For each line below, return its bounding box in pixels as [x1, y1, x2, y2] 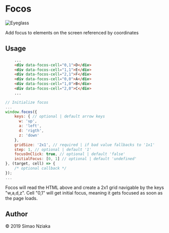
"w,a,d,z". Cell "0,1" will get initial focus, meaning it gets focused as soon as [5, 189, 163, 196]
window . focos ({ [5, 109, 37, 114]
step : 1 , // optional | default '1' [14, 147, 92, 152]
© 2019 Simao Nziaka [5, 223, 51, 229]
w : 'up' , [18, 119, 37, 124]
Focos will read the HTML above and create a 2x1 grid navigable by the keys [5, 184, 164, 190]
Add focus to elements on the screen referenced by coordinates [5, 29, 139, 35]
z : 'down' [18, 133, 39, 138]
